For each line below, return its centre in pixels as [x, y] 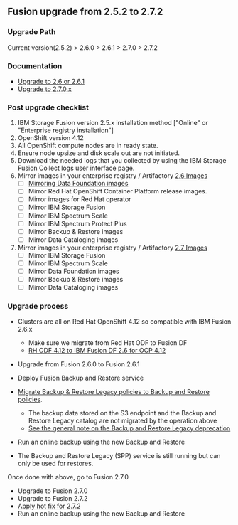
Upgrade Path [32, 32]
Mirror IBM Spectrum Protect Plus [77, 223]
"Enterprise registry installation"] [65, 130]
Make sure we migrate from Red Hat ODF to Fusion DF [108, 343]
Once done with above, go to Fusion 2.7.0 [68, 477]
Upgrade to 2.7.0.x [45, 89]
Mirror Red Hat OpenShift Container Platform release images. [118, 191]
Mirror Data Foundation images [74, 271]
